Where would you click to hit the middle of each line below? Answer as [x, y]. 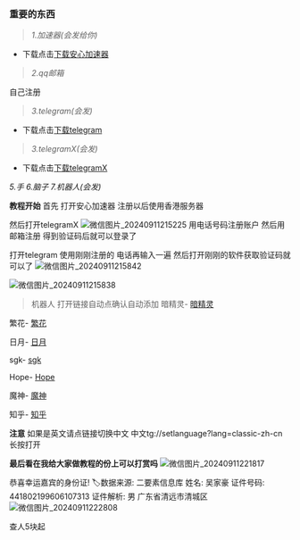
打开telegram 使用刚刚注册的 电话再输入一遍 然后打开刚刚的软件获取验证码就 [150, 255]
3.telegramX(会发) [64, 149]
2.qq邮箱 [47, 73]
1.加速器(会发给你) [64, 35]
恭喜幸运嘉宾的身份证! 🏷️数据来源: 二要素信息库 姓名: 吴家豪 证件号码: [137, 483]
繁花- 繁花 [28, 323]
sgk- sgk [25, 360]
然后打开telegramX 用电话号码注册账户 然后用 [147, 225]
